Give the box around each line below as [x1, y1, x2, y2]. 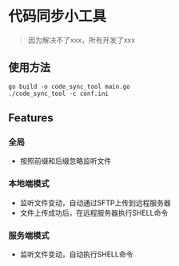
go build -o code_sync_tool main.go [8, 82, 130, 90]
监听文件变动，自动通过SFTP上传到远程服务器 [19, 197, 172, 208]
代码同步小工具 [8, 7, 107, 26]
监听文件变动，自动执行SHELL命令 [19, 249, 133, 260]
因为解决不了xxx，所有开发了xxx [27, 35, 136, 45]
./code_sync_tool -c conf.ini [8, 89, 109, 97]
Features [8, 111, 54, 125]
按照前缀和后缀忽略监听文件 [19, 157, 112, 166]
